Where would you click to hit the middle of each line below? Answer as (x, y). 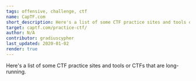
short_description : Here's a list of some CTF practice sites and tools (96, 22)
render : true (22, 49)
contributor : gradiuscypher (40, 38)
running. (16, 71)
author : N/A (20, 33)
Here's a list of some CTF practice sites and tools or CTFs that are (85, 65)
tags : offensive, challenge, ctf (47, 11)
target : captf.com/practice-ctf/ (47, 27)
